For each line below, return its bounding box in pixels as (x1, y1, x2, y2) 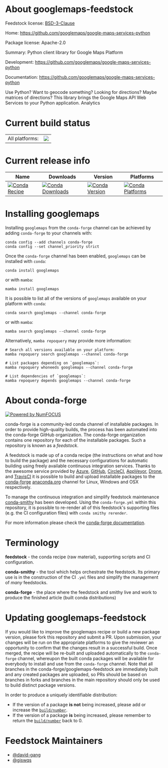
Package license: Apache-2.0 (5, 39, 66, 46)
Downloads (48, 173, 76, 180)
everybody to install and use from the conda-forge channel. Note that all (5, 661, 153, 667)
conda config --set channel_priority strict (5, 244, 99, 249)
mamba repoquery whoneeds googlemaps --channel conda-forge (5, 365, 133, 370)
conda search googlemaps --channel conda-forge (5, 310, 106, 315)
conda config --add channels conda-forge (5, 239, 93, 244)
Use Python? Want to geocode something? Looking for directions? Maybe (5, 89, 157, 95)
